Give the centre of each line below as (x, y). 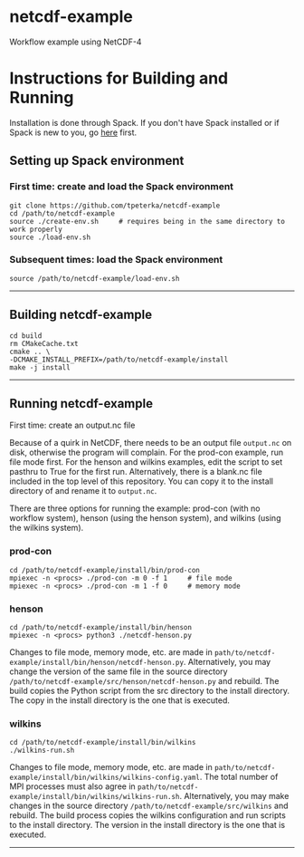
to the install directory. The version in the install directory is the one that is (147, 825)
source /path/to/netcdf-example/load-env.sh (95, 278)
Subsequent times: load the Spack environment (116, 260)
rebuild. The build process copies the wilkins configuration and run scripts (148, 815)
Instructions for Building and (119, 78)
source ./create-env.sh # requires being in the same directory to (147, 221)
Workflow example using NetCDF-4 (76, 42)
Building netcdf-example (81, 315)
